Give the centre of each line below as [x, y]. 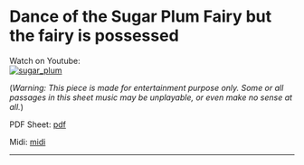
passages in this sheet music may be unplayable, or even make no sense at [151, 97]
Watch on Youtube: [45, 60]
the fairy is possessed [94, 36]
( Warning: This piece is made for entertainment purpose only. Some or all [147, 87]
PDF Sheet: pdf [38, 124]
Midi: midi [28, 142]
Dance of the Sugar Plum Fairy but [141, 17]
